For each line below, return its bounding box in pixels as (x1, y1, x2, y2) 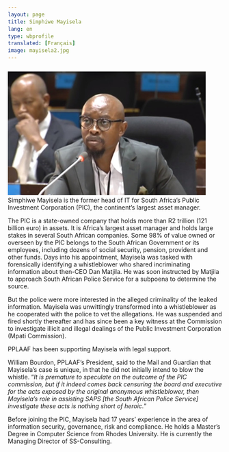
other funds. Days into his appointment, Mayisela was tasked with (8, 253, 193, 261)
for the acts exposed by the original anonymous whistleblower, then (8, 388, 200, 395)
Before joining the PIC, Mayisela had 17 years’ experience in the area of (8, 415, 208, 423)
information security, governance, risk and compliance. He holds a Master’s (8, 423, 221, 431)
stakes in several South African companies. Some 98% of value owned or (8, 231, 215, 239)
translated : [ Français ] (8, 40, 76, 47)
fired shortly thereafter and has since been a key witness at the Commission (8, 317, 222, 325)
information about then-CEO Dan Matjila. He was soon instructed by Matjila (8, 268, 219, 275)
